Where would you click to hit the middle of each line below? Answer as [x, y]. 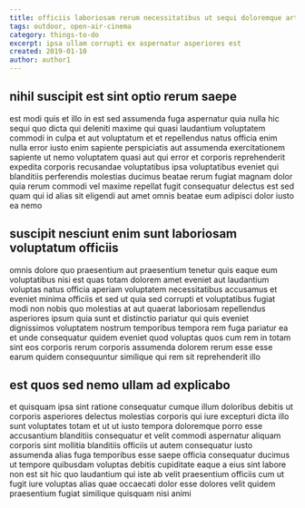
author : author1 [40, 60]
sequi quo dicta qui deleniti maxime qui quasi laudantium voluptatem [138, 128]
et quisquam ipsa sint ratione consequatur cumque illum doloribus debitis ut [151, 407]
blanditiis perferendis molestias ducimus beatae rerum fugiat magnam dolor [151, 176]
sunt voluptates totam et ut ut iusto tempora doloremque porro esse [136, 426]
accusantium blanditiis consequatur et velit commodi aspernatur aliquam [145, 435]
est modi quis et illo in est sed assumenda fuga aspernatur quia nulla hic [144, 118]
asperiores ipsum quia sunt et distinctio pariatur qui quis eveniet [129, 317]
